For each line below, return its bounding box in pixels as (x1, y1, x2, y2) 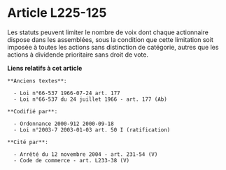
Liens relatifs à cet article (7, 64, 83, 72)
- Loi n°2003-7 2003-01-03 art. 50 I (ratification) (13, 126, 171, 134)
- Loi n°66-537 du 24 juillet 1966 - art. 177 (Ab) (13, 96, 168, 103)
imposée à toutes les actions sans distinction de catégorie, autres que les (7, 43, 219, 51)
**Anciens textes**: (7, 77, 68, 85)
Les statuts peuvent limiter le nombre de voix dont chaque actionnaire (7, 28, 209, 36)
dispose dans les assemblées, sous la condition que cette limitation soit (7, 35, 213, 43)
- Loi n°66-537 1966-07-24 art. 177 (13, 90, 120, 97)
